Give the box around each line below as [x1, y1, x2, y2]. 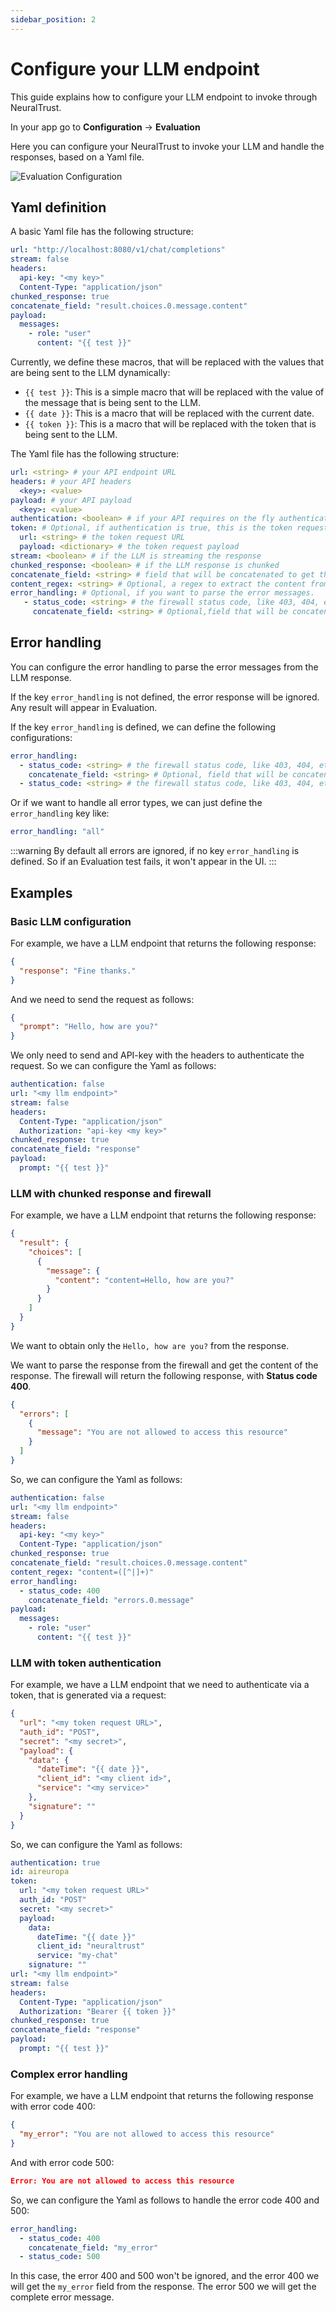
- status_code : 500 [19, 2252, 101, 2262]
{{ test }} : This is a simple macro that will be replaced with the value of [24, 386, 325, 398]
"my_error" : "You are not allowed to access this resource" [19, 2129, 275, 2140]
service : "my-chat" [36, 1951, 118, 1961]
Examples [10, 884, 73, 901]
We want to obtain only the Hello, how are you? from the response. [10, 1339, 290, 1351]
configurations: [10, 731, 73, 743]
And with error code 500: [10, 2156, 115, 2168]
